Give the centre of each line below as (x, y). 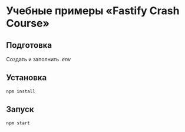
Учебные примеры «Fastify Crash (93, 11)
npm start (18, 123)
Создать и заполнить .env (39, 59)
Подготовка (29, 45)
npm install (21, 91)
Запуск (20, 109)
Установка (27, 78)
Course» (28, 23)
